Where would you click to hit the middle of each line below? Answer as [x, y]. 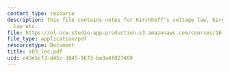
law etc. [26, 26]
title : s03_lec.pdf [35, 52]
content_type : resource [41, 13]
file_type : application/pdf [47, 39]
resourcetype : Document [41, 45]
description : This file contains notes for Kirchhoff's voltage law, [108, 20]
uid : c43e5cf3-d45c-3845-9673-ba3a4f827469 [70, 58]
